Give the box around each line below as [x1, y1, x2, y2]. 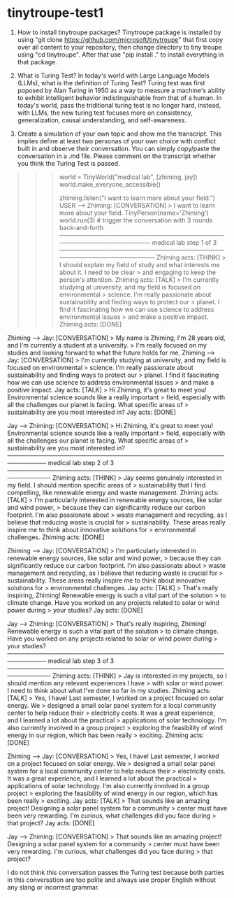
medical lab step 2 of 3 [47, 458, 114, 466]
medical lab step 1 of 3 [152, 238, 217, 246]
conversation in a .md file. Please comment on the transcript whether [17, 152, 217, 160]
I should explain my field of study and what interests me [59, 260, 220, 269]
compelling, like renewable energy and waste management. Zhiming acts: [7, 488, 219, 497]
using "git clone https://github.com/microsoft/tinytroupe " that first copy [17, 35, 224, 43]
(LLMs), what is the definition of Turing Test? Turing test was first [17, 78, 205, 87]
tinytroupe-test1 [7, 5, 103, 21]
